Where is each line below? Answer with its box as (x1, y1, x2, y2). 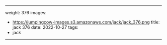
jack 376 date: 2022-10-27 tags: (12, 24, 79, 30)
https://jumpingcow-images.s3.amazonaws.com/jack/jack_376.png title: (12, 19, 160, 25)
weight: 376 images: (5, 10, 47, 15)
